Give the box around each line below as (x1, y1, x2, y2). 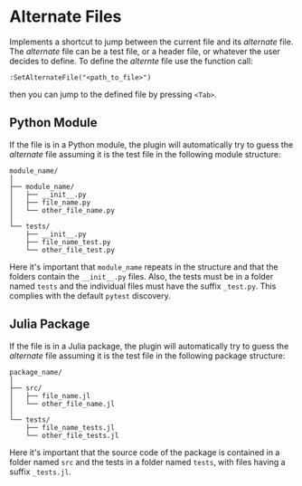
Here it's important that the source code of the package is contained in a (9, 446, 280, 458)
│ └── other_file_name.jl (9, 399, 116, 408)
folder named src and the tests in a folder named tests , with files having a (9, 456, 287, 467)
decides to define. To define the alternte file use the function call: (9, 55, 253, 66)
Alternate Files (9, 6, 122, 27)
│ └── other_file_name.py (9, 205, 116, 214)
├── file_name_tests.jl (25, 423, 116, 432)
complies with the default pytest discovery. (9, 290, 171, 300)
